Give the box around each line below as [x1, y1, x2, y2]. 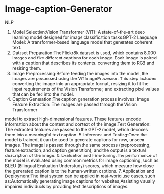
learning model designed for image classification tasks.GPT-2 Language [12, 34, 157, 40]
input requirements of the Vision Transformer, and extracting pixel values [12, 86, 159, 92]
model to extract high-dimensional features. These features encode [5, 116, 141, 122]
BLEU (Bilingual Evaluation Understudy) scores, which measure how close [5, 162, 154, 169]
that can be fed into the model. [12, 91, 74, 97]
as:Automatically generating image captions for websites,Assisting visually [5, 178, 155, 184]
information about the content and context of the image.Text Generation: [5, 121, 151, 127]
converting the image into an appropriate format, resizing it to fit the [12, 80, 149, 86]
